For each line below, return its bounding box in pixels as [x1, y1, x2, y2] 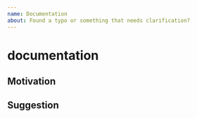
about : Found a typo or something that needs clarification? [7, 17, 191, 24]
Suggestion [7, 100, 59, 112]
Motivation [7, 76, 56, 88]
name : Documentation [7, 10, 68, 18]
